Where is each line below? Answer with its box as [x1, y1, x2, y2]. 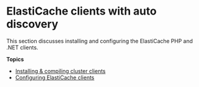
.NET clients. [6, 44, 38, 51]
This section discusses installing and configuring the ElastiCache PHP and [6, 37, 194, 44]
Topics [6, 55, 24, 63]
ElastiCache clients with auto [6, 4, 157, 18]
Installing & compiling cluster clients [15, 67, 106, 74]
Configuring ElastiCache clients [15, 74, 95, 81]
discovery [6, 17, 59, 31]
